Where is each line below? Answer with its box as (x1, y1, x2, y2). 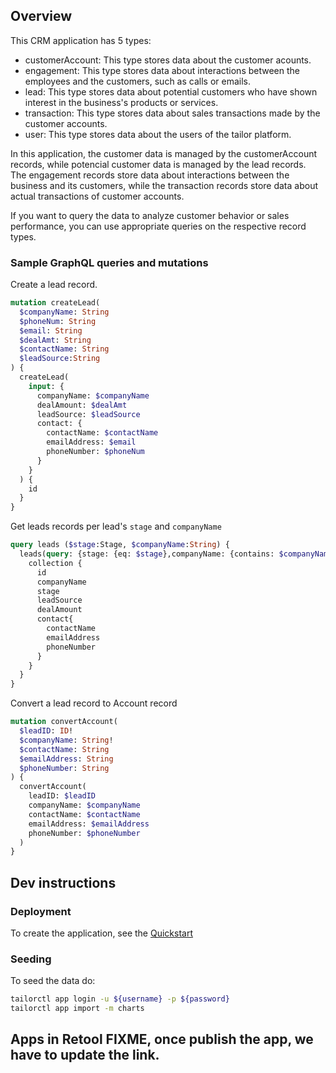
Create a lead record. (10, 279, 98, 291)
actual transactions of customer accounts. (10, 190, 185, 202)
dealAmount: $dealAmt (36, 400, 128, 410)
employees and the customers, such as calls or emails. (24, 75, 251, 87)
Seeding (10, 952, 52, 966)
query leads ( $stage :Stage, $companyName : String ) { (10, 540, 230, 550)
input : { (28, 381, 65, 391)
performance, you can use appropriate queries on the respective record (10, 220, 307, 232)
